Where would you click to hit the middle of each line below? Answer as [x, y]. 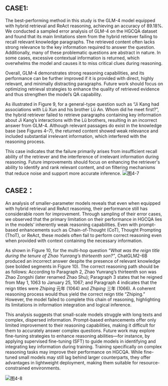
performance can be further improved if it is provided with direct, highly [79, 78]
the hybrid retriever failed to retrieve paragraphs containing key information [83, 115]
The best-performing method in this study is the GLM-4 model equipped [80, 20]
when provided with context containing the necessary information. [74, 241]
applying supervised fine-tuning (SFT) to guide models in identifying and [80, 341]
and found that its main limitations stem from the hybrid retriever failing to [81, 36]
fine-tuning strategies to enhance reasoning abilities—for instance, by [77, 336]
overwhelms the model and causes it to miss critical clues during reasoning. [84, 63]
